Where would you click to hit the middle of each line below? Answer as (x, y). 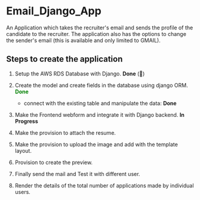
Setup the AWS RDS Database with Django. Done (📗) (80, 74)
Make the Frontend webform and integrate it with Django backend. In (100, 114)
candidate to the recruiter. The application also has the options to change (96, 34)
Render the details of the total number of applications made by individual (104, 185)
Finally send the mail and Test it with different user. (77, 174)
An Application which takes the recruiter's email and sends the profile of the (100, 28)
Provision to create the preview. (54, 162)
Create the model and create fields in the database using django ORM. (101, 85)
